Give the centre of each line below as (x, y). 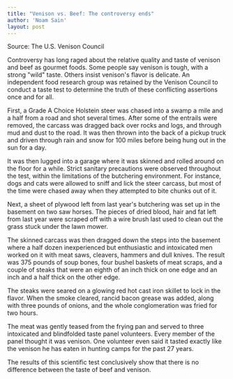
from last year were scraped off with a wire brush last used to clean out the (115, 219)
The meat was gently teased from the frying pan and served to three (106, 327)
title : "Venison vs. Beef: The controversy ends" (81, 14)
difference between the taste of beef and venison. (79, 370)
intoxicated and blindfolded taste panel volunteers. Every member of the (111, 334)
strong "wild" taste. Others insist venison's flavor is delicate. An (99, 75)
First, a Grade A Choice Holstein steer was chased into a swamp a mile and (115, 111)
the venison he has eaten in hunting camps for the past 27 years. (100, 349)
